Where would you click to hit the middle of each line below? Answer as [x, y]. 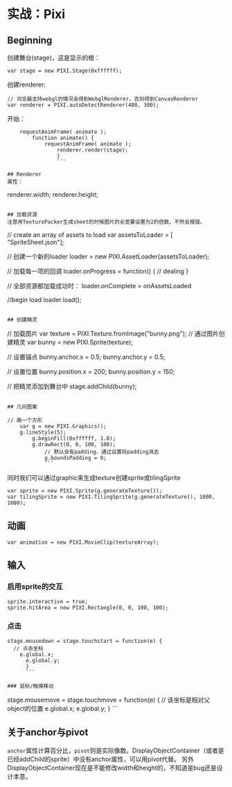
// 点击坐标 [28, 648]
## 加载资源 [23, 215]
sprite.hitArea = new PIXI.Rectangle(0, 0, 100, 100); [88, 608]
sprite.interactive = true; [48, 601]
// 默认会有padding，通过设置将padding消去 [101, 452]
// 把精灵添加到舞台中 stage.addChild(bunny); [72, 386]
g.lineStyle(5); [43, 432]
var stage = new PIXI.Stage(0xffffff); [65, 71]
